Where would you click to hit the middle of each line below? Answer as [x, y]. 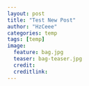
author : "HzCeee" [32, 26]
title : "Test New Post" [42, 20]
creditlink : [31, 71]
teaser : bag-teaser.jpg [48, 59]
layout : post [26, 14]
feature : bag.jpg [39, 53]
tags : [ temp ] [26, 40]
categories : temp [32, 33]
